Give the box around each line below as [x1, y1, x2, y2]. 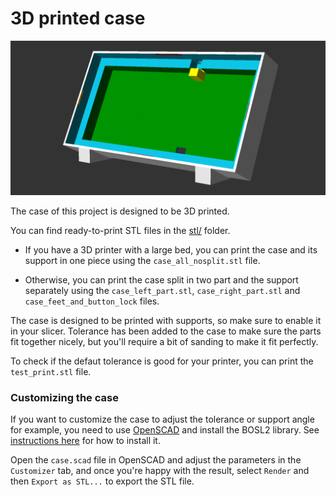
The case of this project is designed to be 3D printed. [10, 205, 230, 217]
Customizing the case [10, 390, 119, 404]
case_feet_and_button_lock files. [24, 295, 160, 307]
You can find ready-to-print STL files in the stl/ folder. [10, 225, 231, 237]
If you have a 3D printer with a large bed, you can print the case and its [24, 244, 318, 256]
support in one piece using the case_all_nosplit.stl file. [24, 255, 261, 267]
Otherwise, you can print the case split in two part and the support [24, 274, 299, 286]
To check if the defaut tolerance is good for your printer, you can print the [10, 355, 314, 367]
